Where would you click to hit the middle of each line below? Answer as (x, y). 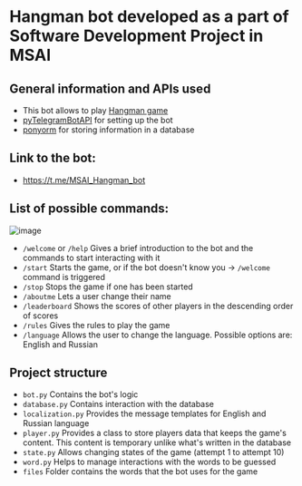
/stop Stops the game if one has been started (107, 287)
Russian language (56, 423)
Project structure (58, 373)
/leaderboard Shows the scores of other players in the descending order (158, 306)
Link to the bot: (53, 158)
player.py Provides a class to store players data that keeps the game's (155, 433)
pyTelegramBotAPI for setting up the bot (98, 120)
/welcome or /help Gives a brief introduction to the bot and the (138, 248)
